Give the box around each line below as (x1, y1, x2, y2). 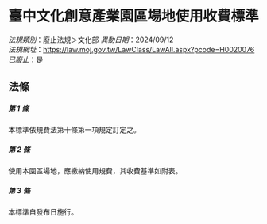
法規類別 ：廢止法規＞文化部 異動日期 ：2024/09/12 (8, 35, 174, 44)
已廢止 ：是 (8, 55, 44, 64)
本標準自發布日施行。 (8, 207, 78, 217)
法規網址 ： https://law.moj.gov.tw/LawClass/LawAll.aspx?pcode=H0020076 (8, 44, 255, 54)
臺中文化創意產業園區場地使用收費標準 (8, 7, 260, 25)
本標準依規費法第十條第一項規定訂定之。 (8, 125, 141, 135)
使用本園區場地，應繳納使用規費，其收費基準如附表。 (8, 166, 183, 176)
